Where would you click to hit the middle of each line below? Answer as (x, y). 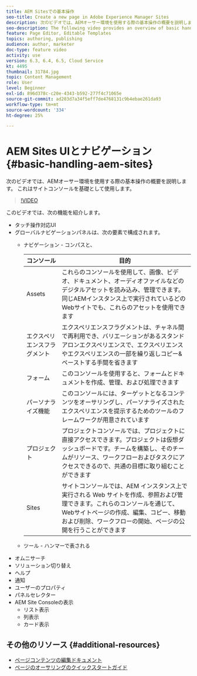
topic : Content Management (39, 77)
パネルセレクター (35, 595)
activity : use (23, 55)
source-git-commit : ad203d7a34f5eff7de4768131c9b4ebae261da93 (84, 99)
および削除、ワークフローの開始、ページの (120, 521)
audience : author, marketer (40, 45)
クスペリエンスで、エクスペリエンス (134, 345)
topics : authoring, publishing (44, 39)
